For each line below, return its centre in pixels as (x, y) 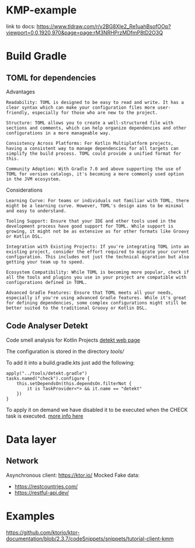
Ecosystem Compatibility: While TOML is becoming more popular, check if (98, 272)
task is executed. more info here (45, 416)
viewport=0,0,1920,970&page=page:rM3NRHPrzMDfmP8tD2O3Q (85, 32)
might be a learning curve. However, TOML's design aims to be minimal (95, 206)
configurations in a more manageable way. (58, 133)
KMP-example (41, 10)
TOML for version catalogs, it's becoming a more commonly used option (95, 174)
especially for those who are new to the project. (95, 112)
